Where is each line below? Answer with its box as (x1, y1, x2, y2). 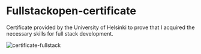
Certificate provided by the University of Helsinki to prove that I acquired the (6, 24, 195, 31)
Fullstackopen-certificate (6, 4, 137, 18)
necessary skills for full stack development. (6, 30, 114, 37)
